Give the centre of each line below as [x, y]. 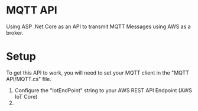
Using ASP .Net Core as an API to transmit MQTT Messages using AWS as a [98, 26]
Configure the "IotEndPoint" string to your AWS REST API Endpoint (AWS [103, 90]
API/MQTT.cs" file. [29, 79]
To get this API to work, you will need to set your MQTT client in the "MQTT [98, 73]
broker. [15, 32]
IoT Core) [26, 96]
